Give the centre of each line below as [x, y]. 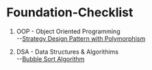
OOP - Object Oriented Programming [68, 31]
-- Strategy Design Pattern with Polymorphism [81, 38]
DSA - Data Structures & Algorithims [67, 52]
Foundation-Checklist [70, 13]
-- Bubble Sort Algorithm [50, 58]
